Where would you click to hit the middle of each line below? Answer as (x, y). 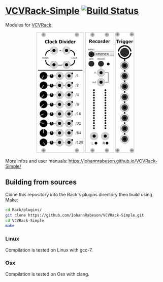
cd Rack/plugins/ (24, 210)
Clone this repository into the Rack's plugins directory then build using (79, 194)
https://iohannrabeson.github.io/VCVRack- (113, 161)
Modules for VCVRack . (29, 25)
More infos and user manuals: (36, 161)
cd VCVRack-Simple (25, 221)
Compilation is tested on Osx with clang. (47, 274)
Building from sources (41, 182)
